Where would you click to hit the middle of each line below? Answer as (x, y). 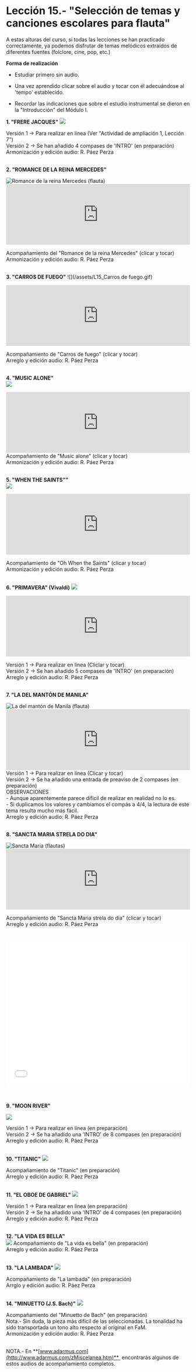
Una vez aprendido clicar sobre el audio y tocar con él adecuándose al (99, 86)
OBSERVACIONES (27, 792)
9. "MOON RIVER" (28, 1105)
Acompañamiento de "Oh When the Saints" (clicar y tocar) (76, 563)
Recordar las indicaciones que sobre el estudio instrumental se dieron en (102, 103)
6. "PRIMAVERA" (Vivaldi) (38, 587)
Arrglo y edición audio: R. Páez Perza (51, 1285)
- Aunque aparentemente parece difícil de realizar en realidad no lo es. (91, 798)
